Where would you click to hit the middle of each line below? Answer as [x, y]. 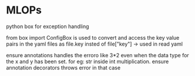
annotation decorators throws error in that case [63, 67]
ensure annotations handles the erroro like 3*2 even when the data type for [97, 55]
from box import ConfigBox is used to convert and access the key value [93, 37]
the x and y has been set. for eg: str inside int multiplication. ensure [88, 61]
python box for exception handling [48, 26]
